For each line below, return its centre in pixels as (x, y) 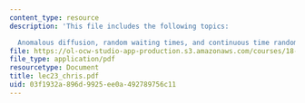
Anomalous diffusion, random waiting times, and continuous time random (158, 42)
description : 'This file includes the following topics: (119, 26)
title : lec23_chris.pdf (54, 76)
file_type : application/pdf (63, 60)
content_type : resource (54, 18)
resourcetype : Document (54, 68)
